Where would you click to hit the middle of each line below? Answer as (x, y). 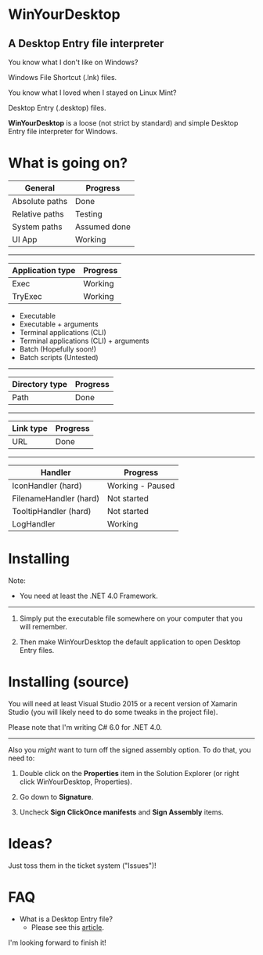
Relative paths (38, 213)
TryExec (27, 296)
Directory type (40, 384)
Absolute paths (40, 201)
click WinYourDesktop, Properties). (76, 782)
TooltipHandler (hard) (52, 511)
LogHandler (34, 523)
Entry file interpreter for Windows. (63, 131)
